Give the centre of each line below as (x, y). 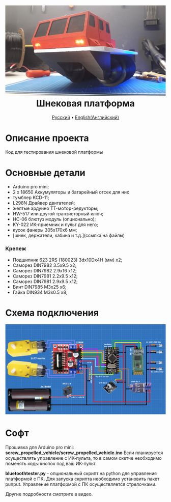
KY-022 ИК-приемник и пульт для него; (55, 225)
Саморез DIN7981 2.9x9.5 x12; (45, 281)
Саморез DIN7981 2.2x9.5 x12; (45, 276)
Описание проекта (47, 138)
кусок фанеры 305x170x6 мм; (45, 230)
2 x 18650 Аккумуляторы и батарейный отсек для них (71, 192)
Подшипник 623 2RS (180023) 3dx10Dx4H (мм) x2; (67, 260)
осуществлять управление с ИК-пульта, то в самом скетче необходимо (83, 458)
